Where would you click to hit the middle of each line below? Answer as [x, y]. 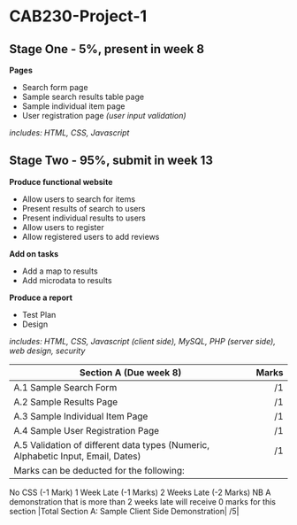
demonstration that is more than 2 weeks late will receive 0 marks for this [143, 501]
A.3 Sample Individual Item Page [81, 416]
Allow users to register [63, 227]
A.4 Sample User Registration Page [87, 430]
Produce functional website [61, 181]
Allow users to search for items [78, 199]
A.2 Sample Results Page [66, 402]
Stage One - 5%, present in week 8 [107, 49]
